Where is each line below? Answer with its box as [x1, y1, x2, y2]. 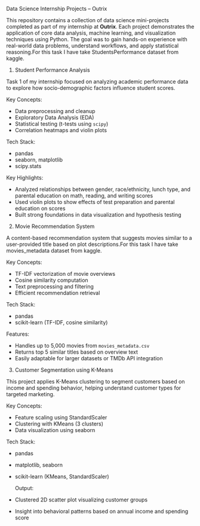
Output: [14, 485, 34, 491]
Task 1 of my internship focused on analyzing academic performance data [6, 78, 189, 85]
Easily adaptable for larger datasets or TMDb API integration [14, 355, 163, 361]
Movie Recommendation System [14, 223, 95, 230]
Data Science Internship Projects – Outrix [6, 5, 107, 12]
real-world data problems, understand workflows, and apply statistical [6, 42, 179, 49]
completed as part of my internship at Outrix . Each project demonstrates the [6, 23, 195, 30]
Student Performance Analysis [14, 66, 91, 74]
